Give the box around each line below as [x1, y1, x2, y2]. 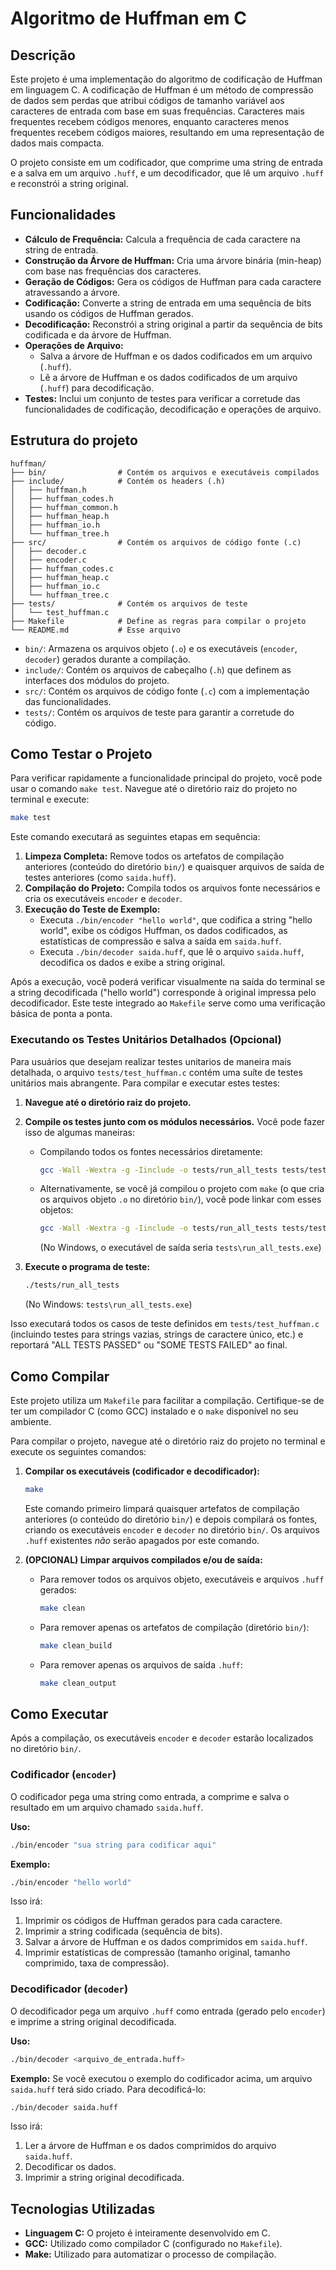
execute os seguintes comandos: [10, 1446, 147, 1458]
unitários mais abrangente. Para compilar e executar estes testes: [10, 1077, 281, 1089]
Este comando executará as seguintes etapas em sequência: [10, 831, 261, 843]
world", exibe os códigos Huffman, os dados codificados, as [39, 925, 288, 937]
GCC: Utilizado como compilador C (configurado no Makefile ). [24, 2238, 283, 2250]
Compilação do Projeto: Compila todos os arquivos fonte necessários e [24, 882, 321, 894]
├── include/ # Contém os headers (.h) [10, 476, 226, 486]
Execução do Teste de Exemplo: [24, 903, 161, 916]
